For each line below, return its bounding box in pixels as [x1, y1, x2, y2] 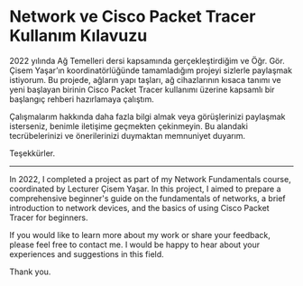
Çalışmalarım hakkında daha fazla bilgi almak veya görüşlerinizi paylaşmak [9, 111, 286, 122]
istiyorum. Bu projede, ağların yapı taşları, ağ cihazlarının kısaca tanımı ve [9, 74, 281, 85]
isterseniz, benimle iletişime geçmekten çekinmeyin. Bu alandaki [9, 120, 248, 132]
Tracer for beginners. [9, 212, 88, 223]
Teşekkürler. [9, 147, 56, 159]
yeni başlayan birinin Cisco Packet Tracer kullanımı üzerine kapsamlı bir [9, 84, 275, 95]
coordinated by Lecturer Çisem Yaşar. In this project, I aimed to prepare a [9, 183, 281, 194]
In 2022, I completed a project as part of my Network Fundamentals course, [9, 173, 291, 184]
